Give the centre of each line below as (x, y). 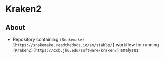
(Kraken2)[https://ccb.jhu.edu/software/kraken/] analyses (75, 50)
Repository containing (35, 39)
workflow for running (137, 45)
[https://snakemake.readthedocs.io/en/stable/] (63, 45)
